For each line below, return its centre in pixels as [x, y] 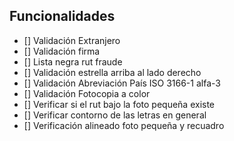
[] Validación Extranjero [72, 40]
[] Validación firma [62, 51]
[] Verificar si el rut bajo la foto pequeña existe [119, 104]
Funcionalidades [62, 16]
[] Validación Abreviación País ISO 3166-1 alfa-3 [122, 83]
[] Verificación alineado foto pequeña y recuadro [124, 125]
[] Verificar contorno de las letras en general [115, 115]
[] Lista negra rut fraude [73, 61]
